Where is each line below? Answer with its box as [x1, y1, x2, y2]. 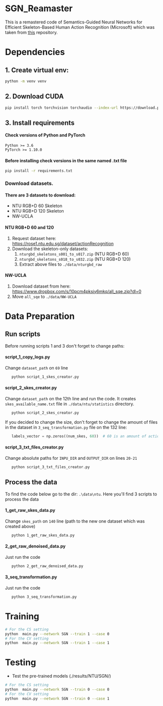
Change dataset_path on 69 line [5, 365, 68, 371]
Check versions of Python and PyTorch [5, 132, 86, 138]
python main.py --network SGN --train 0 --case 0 [5, 687, 110, 692]
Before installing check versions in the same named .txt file [5, 157, 127, 163]
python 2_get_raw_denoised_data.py [11, 564, 83, 569]
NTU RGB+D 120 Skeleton [12, 208, 64, 214]
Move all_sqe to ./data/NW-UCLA [12, 294, 77, 299]
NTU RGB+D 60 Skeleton [12, 203, 63, 209]
